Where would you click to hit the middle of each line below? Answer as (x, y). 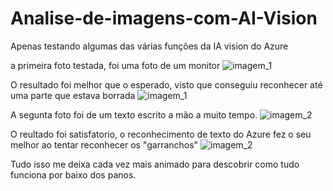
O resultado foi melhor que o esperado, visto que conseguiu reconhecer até (166, 84)
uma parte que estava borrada (73, 95)
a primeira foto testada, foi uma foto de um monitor (115, 65)
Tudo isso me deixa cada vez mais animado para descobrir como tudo (155, 164)
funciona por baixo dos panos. (73, 174)
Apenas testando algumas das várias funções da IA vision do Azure (149, 46)
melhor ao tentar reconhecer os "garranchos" (104, 144)
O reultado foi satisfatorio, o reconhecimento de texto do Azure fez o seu (161, 134)
